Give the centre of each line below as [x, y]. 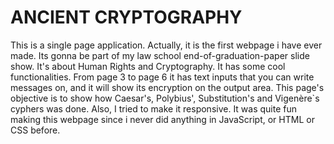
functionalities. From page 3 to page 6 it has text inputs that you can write [162, 77]
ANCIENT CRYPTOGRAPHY [126, 17]
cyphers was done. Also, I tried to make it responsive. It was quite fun [154, 108]
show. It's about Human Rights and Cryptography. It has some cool [148, 66]
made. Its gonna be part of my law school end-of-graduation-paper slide [160, 55]
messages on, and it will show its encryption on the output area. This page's [167, 87]
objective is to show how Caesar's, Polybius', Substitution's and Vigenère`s [165, 98]
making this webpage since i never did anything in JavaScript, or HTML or [162, 119]
